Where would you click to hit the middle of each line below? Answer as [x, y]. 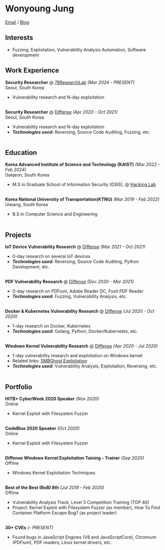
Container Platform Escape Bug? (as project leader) [65, 513]
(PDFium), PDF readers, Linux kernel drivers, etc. [62, 542]
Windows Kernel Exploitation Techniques [54, 473]
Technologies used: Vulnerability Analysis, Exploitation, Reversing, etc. [85, 366]
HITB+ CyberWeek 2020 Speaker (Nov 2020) [52, 399]
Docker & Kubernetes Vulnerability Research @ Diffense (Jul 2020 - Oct [80, 311]
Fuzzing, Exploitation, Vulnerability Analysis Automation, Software [79, 49]
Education [21, 153]
